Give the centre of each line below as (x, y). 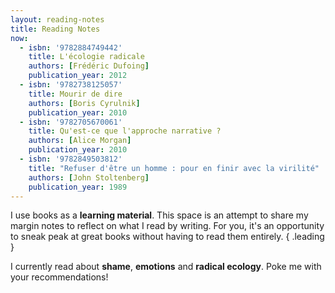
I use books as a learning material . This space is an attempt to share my (159, 215)
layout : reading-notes (57, 19)
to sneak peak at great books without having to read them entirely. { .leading (167, 237)
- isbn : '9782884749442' (71, 47)
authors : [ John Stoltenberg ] (89, 177)
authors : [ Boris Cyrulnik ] (84, 103)
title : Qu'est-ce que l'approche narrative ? (125, 131)
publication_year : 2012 (78, 76)
